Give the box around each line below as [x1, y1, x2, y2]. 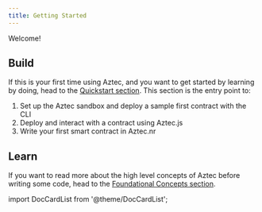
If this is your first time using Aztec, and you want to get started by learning [8, 77, 255, 87]
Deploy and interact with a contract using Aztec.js [19, 118, 183, 128]
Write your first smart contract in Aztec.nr [19, 126, 156, 136]
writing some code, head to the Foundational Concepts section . [8, 179, 216, 189]
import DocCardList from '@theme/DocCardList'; [8, 195, 168, 204]
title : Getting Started [8, 11, 87, 20]
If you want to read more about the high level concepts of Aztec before [8, 171, 241, 180]
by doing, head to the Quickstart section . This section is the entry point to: [8, 86, 252, 95]
